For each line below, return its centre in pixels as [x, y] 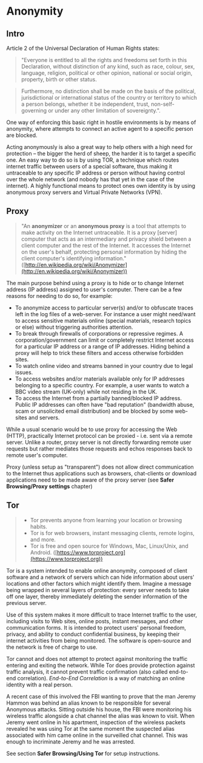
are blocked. [22, 135]
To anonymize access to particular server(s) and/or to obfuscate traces [104, 308]
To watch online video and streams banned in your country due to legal [104, 365]
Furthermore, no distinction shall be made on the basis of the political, [108, 91]
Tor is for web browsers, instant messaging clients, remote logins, [112, 533]
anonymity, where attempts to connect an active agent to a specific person [100, 129]
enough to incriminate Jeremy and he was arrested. [71, 741]
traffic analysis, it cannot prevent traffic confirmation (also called [87, 672]
